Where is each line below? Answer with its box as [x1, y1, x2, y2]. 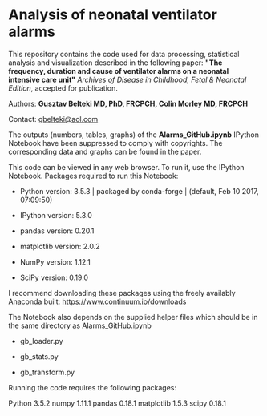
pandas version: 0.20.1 [19, 226, 95, 236]
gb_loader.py [19, 336, 63, 345]
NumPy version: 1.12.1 [19, 256, 91, 266]
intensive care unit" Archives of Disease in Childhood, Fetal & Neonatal [8, 75, 247, 84]
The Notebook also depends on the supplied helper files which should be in [8, 312, 258, 321]
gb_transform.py [19, 367, 75, 377]
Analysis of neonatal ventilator [8, 6, 218, 24]
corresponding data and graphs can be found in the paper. [8, 147, 202, 156]
